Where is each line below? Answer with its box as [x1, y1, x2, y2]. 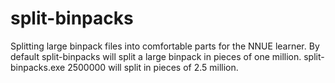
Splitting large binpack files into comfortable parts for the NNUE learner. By [10, 40, 320, 52]
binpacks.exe [10, 61, 66, 73]
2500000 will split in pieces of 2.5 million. [67, 61, 239, 73]
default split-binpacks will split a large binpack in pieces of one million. [10, 50, 302, 62]
